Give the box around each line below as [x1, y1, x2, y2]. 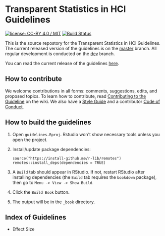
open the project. [12, 137, 48, 143]
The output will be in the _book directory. [12, 199, 95, 205]
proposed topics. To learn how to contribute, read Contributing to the [5, 93, 146, 99]
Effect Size [12, 226, 35, 232]
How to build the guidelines [5, 118, 92, 127]
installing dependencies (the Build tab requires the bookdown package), [12, 174, 157, 180]
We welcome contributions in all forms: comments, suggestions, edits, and [5, 88, 158, 94]
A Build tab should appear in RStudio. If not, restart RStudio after [12, 169, 145, 175]
